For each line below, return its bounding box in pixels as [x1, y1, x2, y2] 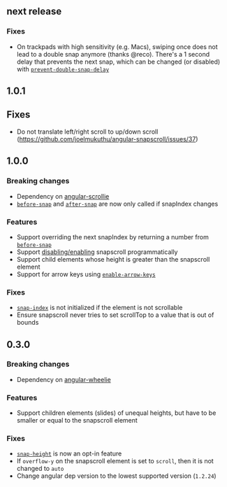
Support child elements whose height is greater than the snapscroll [16, 255, 210, 263]
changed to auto [16, 465, 64, 473]
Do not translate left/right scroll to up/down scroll [16, 127, 159, 136]
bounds [16, 318, 39, 327]
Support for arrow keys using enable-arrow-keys [16, 269, 156, 278]
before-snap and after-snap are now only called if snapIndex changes [16, 199, 219, 208]
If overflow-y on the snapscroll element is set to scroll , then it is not [16, 457, 214, 465]
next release [6, 6, 62, 17]
